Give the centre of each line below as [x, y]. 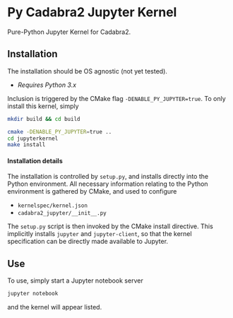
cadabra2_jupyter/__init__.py [62, 213]
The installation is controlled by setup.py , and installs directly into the [108, 177]
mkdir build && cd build [44, 119]
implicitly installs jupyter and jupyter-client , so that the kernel [100, 234]
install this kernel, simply [43, 106]
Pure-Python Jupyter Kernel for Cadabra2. [69, 32]
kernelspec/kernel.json [53, 206]
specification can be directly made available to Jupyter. [88, 242]
